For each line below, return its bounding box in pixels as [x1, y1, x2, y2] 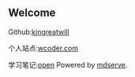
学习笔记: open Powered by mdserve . [8, 60, 128, 69]
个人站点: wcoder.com [8, 43, 79, 53]
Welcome [8, 6, 56, 20]
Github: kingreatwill [8, 27, 69, 36]
